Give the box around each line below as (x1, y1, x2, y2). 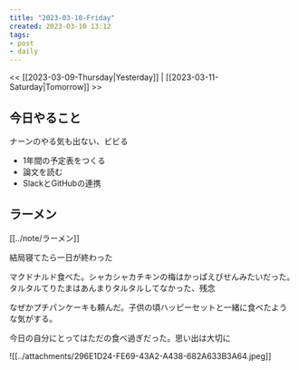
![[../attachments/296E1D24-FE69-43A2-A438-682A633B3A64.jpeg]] (9, 350, 272, 361)
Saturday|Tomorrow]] (9, 82, 90, 92)
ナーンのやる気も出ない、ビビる (9, 135, 129, 146)
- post (9, 38, 34, 48)
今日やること (9, 110, 82, 125)
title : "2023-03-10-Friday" (9, 13, 116, 23)
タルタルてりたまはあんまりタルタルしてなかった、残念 (9, 282, 216, 293)
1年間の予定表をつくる (22, 155, 106, 166)
